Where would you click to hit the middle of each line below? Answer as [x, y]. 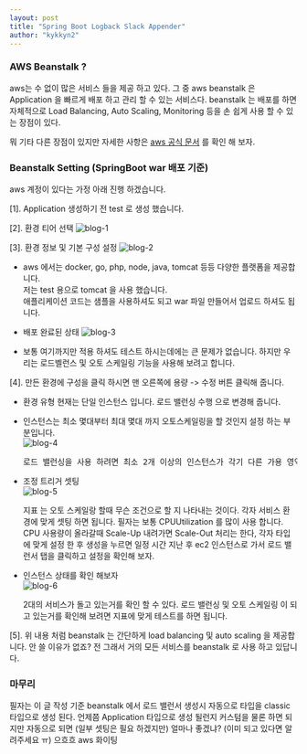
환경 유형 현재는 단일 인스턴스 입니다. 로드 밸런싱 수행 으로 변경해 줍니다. [152, 401]
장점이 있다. [40, 122]
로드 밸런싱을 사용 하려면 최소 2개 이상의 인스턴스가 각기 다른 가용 [153, 462]
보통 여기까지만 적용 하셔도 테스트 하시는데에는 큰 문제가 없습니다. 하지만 [152, 351]
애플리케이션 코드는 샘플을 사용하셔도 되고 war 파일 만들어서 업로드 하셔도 [154, 301]
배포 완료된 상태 [51, 332]
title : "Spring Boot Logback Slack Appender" [97, 27]
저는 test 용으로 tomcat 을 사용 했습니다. [95, 290]
